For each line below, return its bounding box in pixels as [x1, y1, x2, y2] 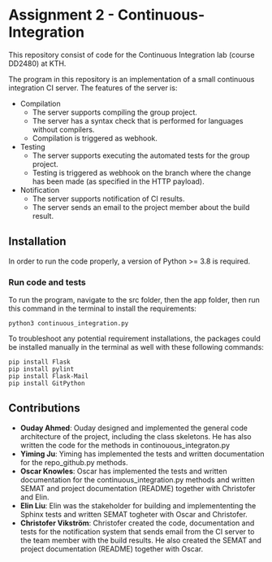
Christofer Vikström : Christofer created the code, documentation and [19, 518, 255, 528]
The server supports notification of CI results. [32, 194, 185, 203]
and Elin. [19, 492, 50, 502]
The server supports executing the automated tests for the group [32, 150, 250, 160]
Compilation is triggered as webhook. [32, 133, 158, 143]
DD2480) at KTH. [8, 59, 67, 68]
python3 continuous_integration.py [8, 320, 129, 328]
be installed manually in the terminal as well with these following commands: [8, 342, 264, 352]
